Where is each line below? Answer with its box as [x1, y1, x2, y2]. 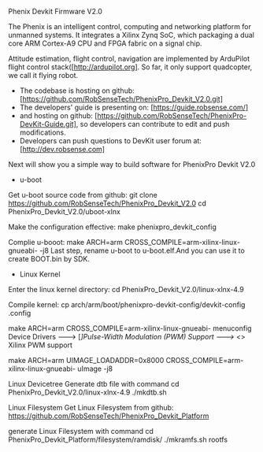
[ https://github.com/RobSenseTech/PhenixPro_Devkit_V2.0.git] [19, 94, 223, 103]
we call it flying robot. [8, 71, 79, 80]
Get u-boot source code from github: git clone [8, 191, 157, 199]
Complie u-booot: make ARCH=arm [8, 238, 124, 246]
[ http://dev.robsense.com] [19, 145, 105, 154]
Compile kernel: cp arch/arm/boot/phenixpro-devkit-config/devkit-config [8, 300, 246, 309]
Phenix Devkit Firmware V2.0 [8, 7, 102, 16]
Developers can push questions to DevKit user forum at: [19, 136, 202, 145]
